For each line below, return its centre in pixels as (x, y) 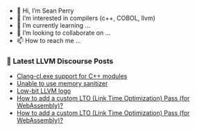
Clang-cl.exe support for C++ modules (72, 76)
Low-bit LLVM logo (44, 91)
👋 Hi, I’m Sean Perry (45, 11)
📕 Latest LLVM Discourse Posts (60, 61)
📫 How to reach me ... (49, 41)
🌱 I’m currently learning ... (53, 25)
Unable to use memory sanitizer (62, 84)
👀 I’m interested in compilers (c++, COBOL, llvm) (86, 18)
